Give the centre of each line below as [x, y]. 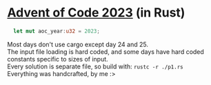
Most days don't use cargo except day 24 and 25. [78, 44]
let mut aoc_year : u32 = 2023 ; [57, 31]
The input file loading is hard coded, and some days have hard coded [106, 51]
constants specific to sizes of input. [58, 59]
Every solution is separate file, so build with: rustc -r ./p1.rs [96, 66]
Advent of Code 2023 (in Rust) [96, 13]
